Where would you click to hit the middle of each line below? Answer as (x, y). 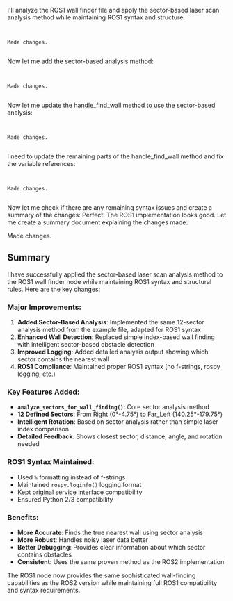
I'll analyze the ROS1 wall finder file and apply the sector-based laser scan (113, 10)
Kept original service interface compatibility (80, 492)
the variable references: (41, 164)
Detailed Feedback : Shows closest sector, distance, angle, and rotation (120, 436)
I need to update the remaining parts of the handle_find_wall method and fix (115, 156)
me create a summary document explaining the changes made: (98, 222)
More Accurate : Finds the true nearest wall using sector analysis (110, 532)
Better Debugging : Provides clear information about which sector (111, 547)
